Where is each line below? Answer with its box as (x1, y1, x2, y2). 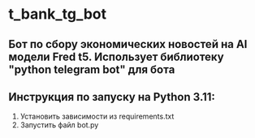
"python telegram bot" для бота (8, 63, 175, 76)
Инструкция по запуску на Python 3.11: (8, 90, 215, 104)
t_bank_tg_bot (8, 5, 107, 24)
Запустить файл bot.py (19, 120, 99, 130)
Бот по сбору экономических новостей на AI (8, 37, 248, 51)
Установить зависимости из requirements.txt (19, 111, 175, 122)
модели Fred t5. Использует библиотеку (8, 50, 225, 63)
